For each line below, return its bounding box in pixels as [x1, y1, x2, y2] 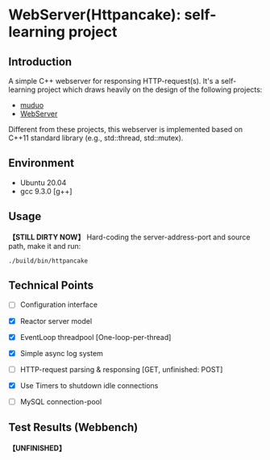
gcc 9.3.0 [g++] [19, 186, 73, 196]
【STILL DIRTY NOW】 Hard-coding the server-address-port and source [8, 232, 251, 242]
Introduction [8, 55, 73, 68]
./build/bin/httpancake [8, 256, 89, 265]
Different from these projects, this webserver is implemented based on [8, 125, 243, 134]
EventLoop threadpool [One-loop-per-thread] [19, 332, 172, 342]
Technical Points [8, 279, 94, 292]
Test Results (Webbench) [8, 421, 139, 434]
